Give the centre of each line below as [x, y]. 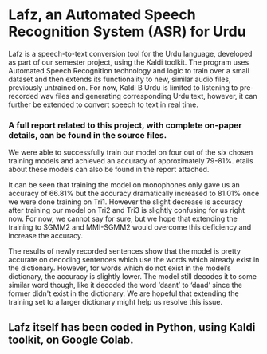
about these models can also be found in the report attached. [109, 170]
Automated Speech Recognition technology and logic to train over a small [129, 70]
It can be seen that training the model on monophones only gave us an [124, 185]
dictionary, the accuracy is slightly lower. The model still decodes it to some [133, 277]
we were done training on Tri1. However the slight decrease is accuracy [126, 202]
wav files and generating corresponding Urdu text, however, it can [148, 96]
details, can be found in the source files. [88, 135]
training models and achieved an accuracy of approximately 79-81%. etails [131, 161]
